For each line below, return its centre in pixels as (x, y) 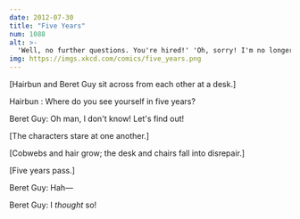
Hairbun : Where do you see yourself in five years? (103, 101)
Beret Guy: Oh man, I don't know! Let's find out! (97, 118)
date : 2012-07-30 (42, 17)
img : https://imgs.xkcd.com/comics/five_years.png (105, 59)
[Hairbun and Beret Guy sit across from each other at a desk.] (123, 84)
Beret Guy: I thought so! (53, 205)
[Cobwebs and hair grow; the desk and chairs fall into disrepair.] (127, 153)
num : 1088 (28, 34)
